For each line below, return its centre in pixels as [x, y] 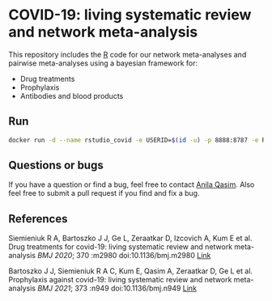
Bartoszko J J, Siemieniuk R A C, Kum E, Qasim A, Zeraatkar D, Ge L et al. [131, 271]
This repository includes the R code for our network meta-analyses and [127, 54]
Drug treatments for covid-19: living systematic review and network [121, 247]
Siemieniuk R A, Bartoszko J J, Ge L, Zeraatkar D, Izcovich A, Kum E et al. [130, 238]
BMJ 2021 [54, 288]
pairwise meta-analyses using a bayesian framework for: [103, 63]
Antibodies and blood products [72, 95]
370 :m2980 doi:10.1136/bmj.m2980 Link [144, 256]
